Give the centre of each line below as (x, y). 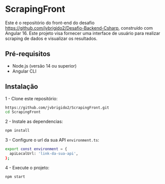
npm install (17, 131)
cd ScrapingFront (23, 112)
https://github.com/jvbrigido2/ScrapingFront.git (57, 108)
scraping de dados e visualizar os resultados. (51, 38)
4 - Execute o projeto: (27, 167)
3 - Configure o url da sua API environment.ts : (52, 140)
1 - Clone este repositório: (31, 98)
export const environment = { (36, 149)
